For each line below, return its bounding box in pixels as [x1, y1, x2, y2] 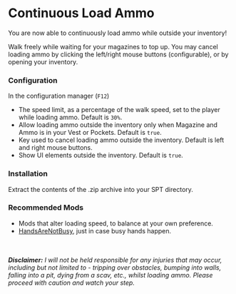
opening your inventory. [8, 57, 78, 66]
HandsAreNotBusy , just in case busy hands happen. [18, 226, 172, 235]
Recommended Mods [8, 203, 84, 213]
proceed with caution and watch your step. [8, 278, 135, 287]
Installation [8, 169, 48, 179]
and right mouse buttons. [18, 143, 93, 152]
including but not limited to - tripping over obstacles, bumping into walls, [8, 263, 222, 272]
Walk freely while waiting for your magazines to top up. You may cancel [8, 42, 218, 51]
